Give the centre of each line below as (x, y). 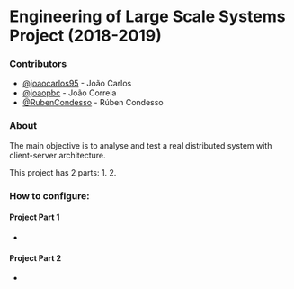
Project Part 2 (36, 257)
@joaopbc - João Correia (69, 93)
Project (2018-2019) (85, 36)
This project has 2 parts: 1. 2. (63, 172)
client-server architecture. (58, 155)
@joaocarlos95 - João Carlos (77, 84)
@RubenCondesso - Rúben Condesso (93, 103)
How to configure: (49, 195)
